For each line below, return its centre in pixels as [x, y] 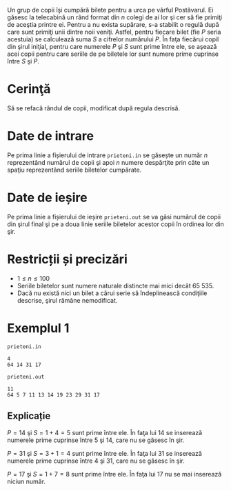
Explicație [29, 416]
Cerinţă [29, 89]
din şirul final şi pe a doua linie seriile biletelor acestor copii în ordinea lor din [115, 224]
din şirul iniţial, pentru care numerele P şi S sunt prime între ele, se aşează [112, 47]
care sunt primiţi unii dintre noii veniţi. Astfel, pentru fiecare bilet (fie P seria [114, 32]
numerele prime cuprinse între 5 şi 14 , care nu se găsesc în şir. [96, 440]
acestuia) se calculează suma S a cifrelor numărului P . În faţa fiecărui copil [113, 39]
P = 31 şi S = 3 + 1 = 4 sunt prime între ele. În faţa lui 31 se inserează [104, 453]
